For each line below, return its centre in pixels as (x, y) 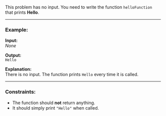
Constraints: (21, 92)
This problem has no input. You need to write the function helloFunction (79, 7)
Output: (13, 55)
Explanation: (19, 69)
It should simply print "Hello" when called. (56, 108)
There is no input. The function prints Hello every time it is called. (72, 75)
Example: (17, 30)
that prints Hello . (22, 12)
